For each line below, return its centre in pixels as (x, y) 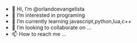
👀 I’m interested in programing (48, 15)
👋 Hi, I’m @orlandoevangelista (48, 9)
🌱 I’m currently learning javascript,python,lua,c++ (71, 21)
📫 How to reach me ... (39, 34)
